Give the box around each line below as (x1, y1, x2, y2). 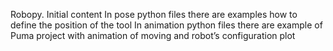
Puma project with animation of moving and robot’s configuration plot (10, 30, 296, 41)
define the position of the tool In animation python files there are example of (10, 19, 323, 31)
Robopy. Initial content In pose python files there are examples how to (10, 9, 298, 20)
